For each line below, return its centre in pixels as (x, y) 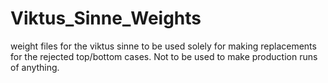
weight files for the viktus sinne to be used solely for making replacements (163, 46)
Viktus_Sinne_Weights (106, 18)
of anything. (35, 67)
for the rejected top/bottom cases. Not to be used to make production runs (164, 56)
